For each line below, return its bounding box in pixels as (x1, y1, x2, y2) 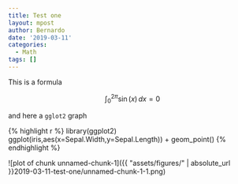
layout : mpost (8, 19, 55, 27)
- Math (15, 48, 37, 56)
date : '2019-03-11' (8, 33, 73, 42)
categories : (8, 41, 47, 49)
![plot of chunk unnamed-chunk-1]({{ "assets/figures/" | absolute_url (8, 159, 231, 168)
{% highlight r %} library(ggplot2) (8, 126, 117, 136)
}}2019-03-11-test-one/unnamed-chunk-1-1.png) (8, 167, 166, 176)
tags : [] (8, 56, 37, 64)
